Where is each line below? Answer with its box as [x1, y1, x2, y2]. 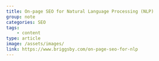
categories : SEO [6, 19, 46, 25]
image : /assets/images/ [6, 41, 65, 47]
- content [16, 30, 41, 36]
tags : [6, 24, 19, 31]
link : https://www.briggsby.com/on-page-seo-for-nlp [6, 46, 138, 52]
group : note [6, 14, 35, 20]
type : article [6, 35, 41, 41]
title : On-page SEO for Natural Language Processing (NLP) [6, 8, 154, 15]
